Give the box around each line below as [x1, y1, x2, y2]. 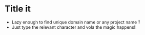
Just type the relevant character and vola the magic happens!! [11, 24, 137, 30]
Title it [4, 3, 31, 14]
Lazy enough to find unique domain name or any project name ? [11, 19, 141, 25]
